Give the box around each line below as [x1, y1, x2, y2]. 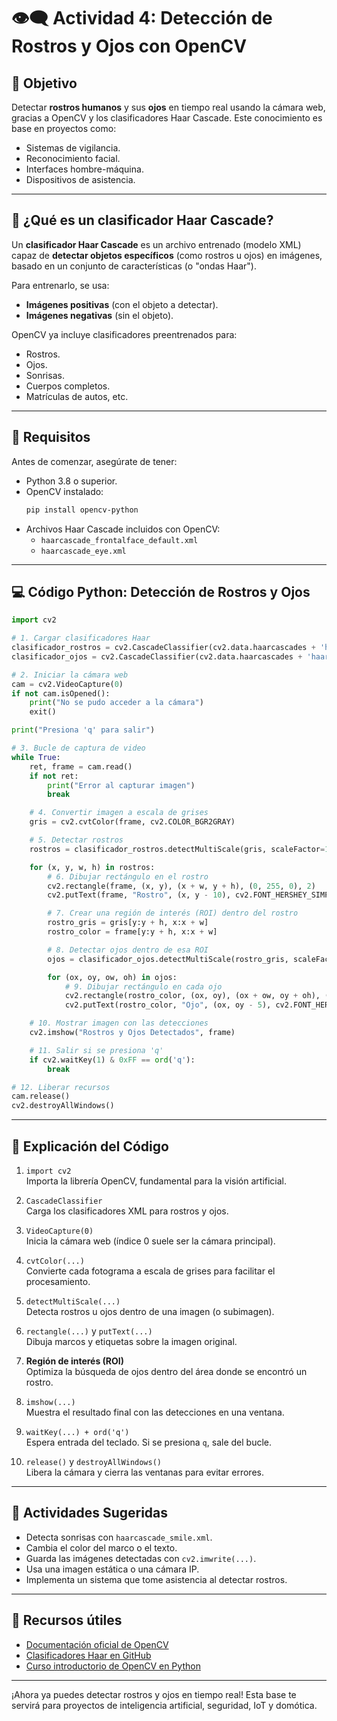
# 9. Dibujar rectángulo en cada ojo [64, 981, 223, 992]
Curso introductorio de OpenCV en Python [25, 1660, 201, 1672]
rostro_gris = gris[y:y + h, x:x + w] [47, 918, 209, 928]
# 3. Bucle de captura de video [11, 743, 146, 754]
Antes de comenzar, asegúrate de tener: [11, 455, 178, 467]
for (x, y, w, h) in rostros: [29, 862, 156, 872]
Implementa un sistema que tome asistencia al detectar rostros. [25, 1573, 288, 1585]
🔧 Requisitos [11, 429, 91, 446]
